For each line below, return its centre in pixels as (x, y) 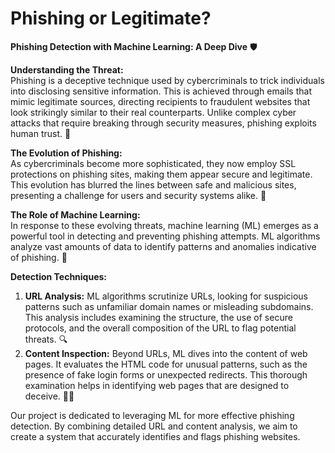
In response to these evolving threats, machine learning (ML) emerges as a (164, 225)
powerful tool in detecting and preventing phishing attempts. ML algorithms (165, 236)
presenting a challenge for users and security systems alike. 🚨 (138, 195)
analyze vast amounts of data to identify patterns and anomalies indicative (163, 246)
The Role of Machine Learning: (75, 214)
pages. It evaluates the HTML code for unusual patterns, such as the (166, 364)
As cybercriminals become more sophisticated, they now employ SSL (153, 163)
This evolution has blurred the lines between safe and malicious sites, (153, 184)
